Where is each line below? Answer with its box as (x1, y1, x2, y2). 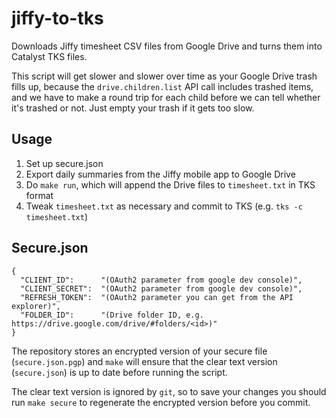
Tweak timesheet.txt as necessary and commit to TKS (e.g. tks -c (25, 200, 303, 212)
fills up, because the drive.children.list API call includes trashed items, (11, 80, 314, 92)
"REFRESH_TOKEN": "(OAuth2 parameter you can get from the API (20, 292, 294, 302)
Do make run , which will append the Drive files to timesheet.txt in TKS (25, 178, 316, 191)
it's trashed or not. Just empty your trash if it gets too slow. (11, 102, 255, 114)
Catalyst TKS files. (11, 50, 88, 62)
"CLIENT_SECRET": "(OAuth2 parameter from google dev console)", (20, 283, 303, 294)
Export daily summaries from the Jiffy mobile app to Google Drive (25, 168, 296, 180)
